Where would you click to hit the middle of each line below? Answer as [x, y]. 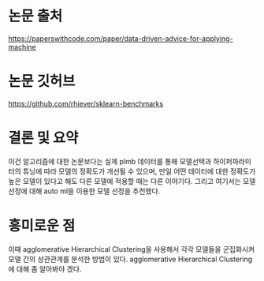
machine [22, 47]
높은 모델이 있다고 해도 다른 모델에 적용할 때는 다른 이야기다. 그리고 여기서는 [125, 181]
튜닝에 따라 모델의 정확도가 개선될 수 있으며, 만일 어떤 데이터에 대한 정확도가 [139, 171]
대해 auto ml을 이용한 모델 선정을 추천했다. [95, 191]
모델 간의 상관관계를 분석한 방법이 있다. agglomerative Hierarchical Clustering [130, 259]
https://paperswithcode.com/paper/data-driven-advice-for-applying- [121, 38]
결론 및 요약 [43, 138]
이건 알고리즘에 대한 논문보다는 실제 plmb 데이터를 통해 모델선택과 [110, 161]
